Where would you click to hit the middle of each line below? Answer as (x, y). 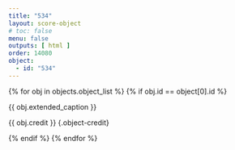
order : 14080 (30, 53)
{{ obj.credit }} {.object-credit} (59, 123)
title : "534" (30, 16)
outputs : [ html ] (39, 46)
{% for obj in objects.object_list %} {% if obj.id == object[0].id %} (118, 91)
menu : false (28, 38)
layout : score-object (45, 23)
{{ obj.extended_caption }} (53, 106)
